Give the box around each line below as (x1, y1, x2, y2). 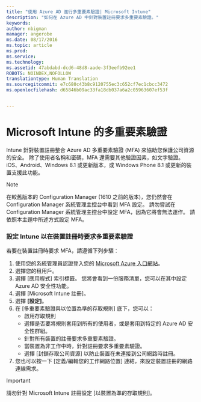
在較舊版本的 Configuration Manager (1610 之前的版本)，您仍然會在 (6, 193, 173, 200)
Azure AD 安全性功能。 (14, 282, 72, 290)
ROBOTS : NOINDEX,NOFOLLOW (6, 70, 71, 76)
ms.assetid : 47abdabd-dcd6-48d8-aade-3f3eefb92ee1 (6, 64, 136, 71)
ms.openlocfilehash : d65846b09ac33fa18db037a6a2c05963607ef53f (6, 87, 169, 93)
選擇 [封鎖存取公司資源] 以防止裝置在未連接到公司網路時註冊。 (23, 350, 179, 358)
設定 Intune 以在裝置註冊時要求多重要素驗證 (6, 232, 134, 240)
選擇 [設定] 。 (14, 297, 48, 305)
